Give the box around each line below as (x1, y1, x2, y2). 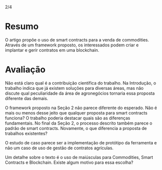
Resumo (5, 21, 39, 32)
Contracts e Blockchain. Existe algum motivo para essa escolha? (5, 159, 133, 165)
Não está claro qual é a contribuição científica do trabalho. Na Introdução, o (5, 80, 156, 86)
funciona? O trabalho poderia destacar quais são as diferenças (5, 115, 131, 121)
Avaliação (5, 64, 46, 75)
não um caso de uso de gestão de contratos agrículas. (5, 145, 114, 151)
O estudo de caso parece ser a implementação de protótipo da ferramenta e (5, 140, 157, 145)
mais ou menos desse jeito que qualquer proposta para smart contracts (5, 110, 147, 115)
